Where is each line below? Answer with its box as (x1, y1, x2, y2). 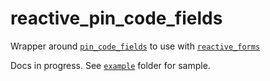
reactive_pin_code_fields (10, 7, 223, 30)
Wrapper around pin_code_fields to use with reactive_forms (10, 40, 261, 52)
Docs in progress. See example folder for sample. (10, 59, 211, 71)
